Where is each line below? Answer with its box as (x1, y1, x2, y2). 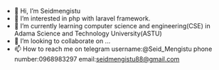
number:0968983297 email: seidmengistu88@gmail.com (14, 55, 180, 63)
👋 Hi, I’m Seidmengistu (14, 7, 81, 15)
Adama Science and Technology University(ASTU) (14, 29, 162, 37)
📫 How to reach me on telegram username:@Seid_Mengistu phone (14, 45, 213, 53)
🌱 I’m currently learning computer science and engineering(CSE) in (14, 22, 211, 30)
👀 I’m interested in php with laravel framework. (14, 14, 151, 23)
